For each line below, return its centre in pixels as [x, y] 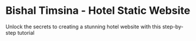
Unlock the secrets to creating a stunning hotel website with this [83, 27]
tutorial [26, 32]
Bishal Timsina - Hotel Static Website [98, 11]
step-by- [173, 27]
